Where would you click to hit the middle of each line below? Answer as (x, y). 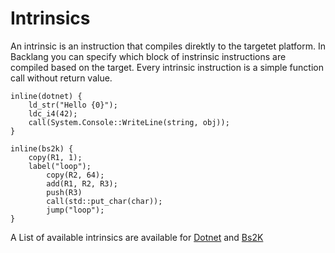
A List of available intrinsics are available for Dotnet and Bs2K (137, 237)
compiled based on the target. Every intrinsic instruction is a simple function (167, 67)
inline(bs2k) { (42, 148)
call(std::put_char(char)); (104, 201)
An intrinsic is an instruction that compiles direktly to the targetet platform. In (168, 46)
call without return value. (61, 78)
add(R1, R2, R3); (82, 183)
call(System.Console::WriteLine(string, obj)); (129, 122)
